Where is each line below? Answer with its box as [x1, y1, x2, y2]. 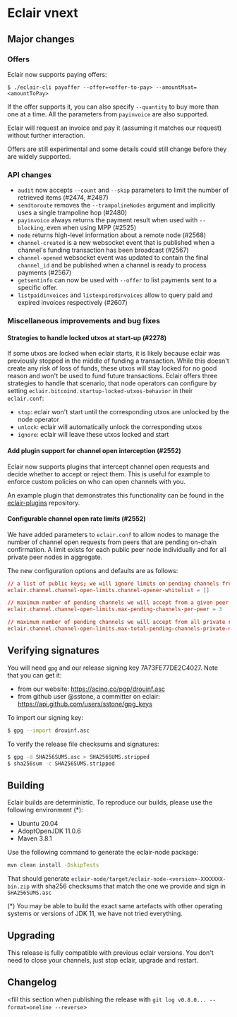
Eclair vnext [7, 5, 79, 21]
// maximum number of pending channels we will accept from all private [7, 619, 226, 626]
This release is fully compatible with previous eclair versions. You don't [7, 948, 214, 957]
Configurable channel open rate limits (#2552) [7, 514, 146, 523]
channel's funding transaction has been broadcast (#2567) [17, 246, 189, 255]
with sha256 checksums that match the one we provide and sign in [31, 882, 226, 891]
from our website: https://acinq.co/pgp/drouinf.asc [17, 685, 166, 693]
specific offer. [17, 284, 59, 292]
